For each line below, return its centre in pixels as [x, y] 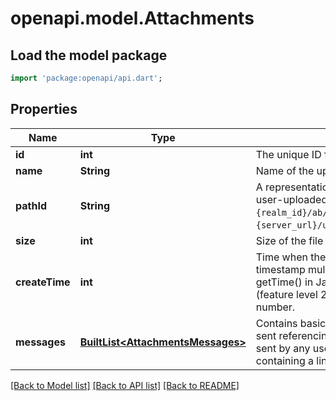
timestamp [280, 269]
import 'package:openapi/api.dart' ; [86, 78]
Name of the [285, 170]
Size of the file [289, 240]
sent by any [283, 348]
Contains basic [291, 323]
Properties [44, 109]
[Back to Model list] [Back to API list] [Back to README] [125, 385]
